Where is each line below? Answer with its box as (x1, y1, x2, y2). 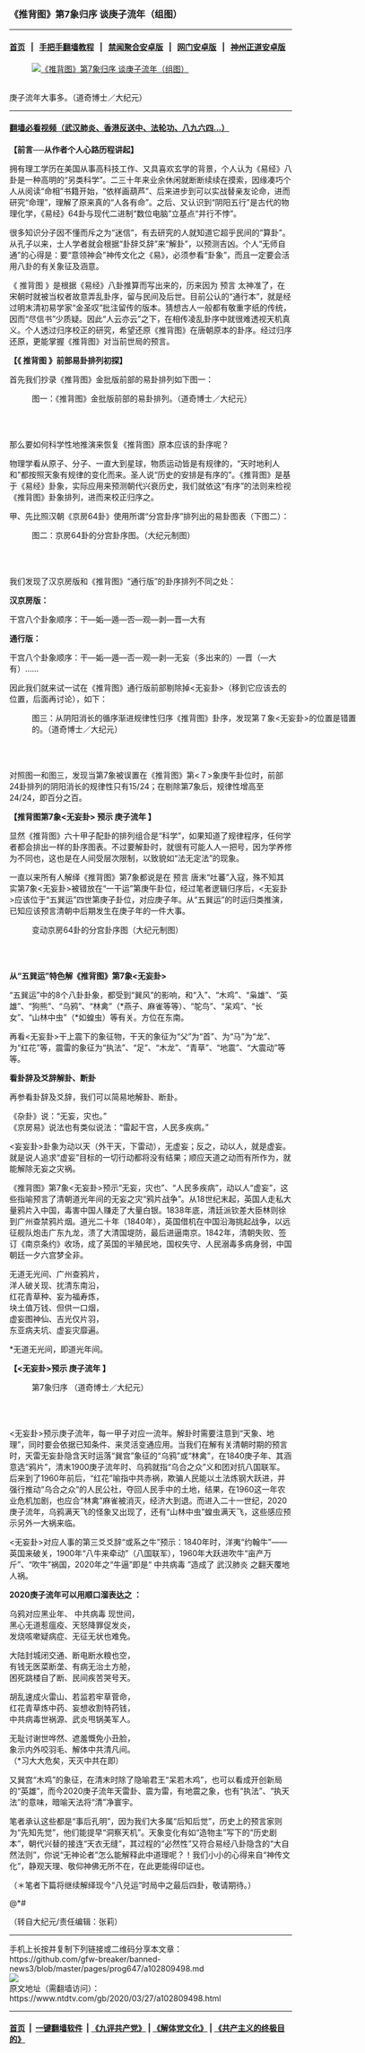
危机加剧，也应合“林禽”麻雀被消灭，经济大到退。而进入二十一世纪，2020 (16, 1495, 288, 1506)
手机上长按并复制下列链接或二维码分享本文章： (9, 1944, 182, 1954)
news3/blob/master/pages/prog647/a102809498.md (9, 1962, 204, 1974)
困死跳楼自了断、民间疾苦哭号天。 (9, 1672, 135, 1683)
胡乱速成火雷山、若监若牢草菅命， (9, 1691, 135, 1701)
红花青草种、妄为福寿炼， (9, 1291, 104, 1301)
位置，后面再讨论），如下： (9, 693, 108, 704)
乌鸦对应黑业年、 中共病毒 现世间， (9, 1608, 140, 1619)
